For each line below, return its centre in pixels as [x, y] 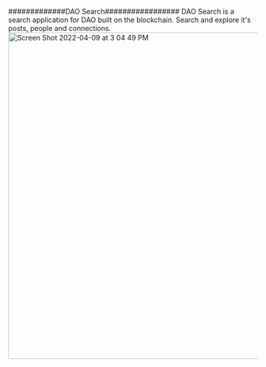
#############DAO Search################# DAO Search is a [122, 11]
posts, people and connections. [60, 28]
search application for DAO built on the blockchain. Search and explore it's [129, 20]
